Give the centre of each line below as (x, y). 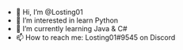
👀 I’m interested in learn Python (67, 20)
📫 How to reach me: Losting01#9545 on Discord (95, 37)
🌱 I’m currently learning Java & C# (72, 29)
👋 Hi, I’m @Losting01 (49, 12)
